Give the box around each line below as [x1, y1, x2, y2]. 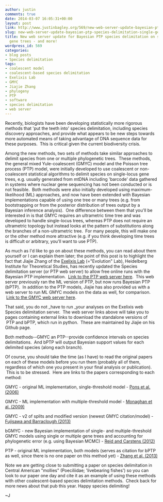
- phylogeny [5, 89, 29, 94]
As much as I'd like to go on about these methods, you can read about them [5, 248, 157, 253]
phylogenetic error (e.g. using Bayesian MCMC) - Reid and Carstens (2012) [5, 438, 155, 444]
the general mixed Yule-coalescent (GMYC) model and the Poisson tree [5, 160, 148, 166]
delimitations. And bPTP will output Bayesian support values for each [5, 339, 144, 345]
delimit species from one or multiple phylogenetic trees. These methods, [5, 155, 151, 161]
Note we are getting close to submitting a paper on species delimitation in [5, 462, 153, 468]
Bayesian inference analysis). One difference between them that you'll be [5, 207, 153, 213]
